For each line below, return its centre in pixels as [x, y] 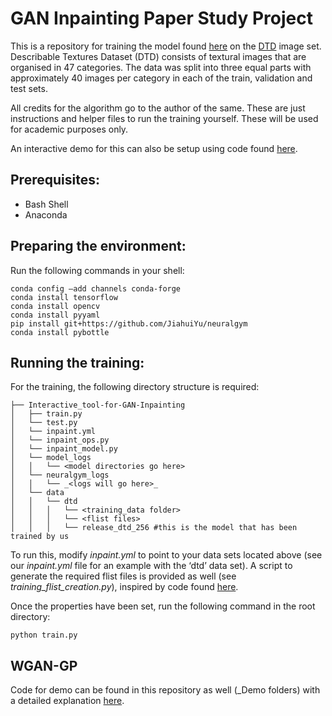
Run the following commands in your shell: [97, 270]
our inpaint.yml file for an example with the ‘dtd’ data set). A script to [151, 566]
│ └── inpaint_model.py [64, 449]
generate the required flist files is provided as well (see [123, 576]
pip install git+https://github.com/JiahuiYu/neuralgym [129, 323]
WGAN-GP [44, 665]
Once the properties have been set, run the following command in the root [163, 606]
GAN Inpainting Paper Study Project [161, 18]
